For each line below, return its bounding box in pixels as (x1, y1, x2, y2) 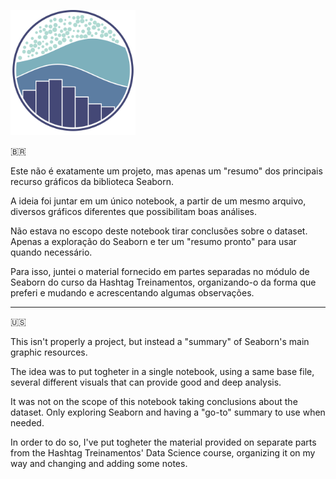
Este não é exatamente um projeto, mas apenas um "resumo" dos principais (10, 165, 323, 177)
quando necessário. (10, 246, 93, 258)
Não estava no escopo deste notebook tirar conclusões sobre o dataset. (10, 225, 308, 237)
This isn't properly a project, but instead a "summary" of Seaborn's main (10, 336, 310, 347)
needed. (10, 417, 45, 429)
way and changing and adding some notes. (10, 458, 188, 469)
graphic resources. (10, 346, 88, 358)
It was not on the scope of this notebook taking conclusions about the (10, 396, 298, 407)
